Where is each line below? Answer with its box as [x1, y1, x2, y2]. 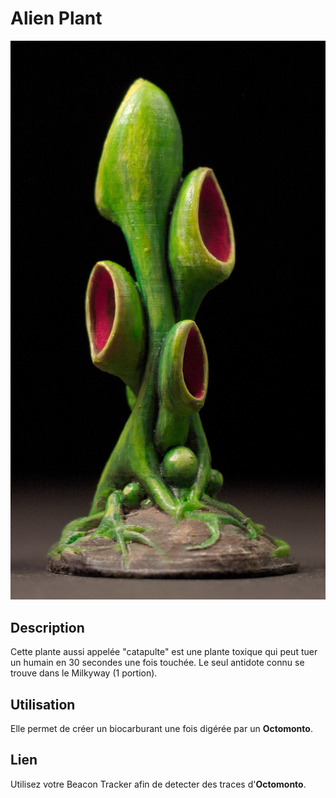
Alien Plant [10, 7, 103, 30]
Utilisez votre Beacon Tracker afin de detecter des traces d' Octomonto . [10, 778, 307, 790]
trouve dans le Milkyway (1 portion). [10, 667, 158, 679]
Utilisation [10, 696, 76, 713]
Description [10, 619, 85, 636]
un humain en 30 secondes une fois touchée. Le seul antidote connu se [10, 657, 305, 669]
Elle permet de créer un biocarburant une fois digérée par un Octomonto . [10, 723, 313, 734]
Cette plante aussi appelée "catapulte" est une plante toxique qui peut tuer [10, 646, 318, 658]
